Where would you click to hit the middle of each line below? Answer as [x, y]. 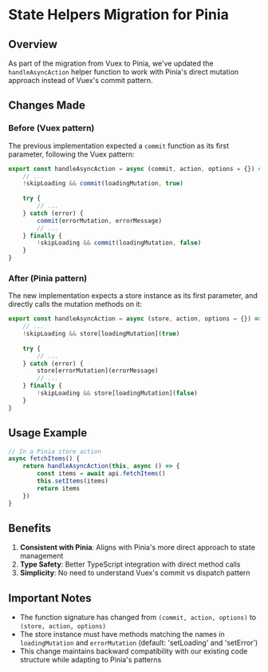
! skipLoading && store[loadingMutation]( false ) [117, 393]
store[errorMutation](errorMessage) [98, 371]
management [41, 556]
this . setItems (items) [73, 481]
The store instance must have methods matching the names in [122, 634]
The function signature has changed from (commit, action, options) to [138, 618]
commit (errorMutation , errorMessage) [99, 221]
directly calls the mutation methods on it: [75, 304]
